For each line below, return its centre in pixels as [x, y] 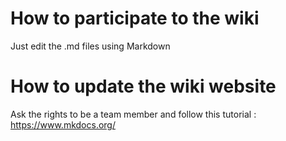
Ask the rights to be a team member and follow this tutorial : [133, 114]
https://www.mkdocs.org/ [63, 124]
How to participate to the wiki [135, 18]
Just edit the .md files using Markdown [90, 46]
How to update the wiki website [143, 86]
